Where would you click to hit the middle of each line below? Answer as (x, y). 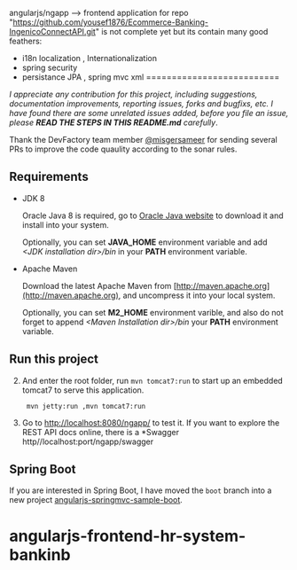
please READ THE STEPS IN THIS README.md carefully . (114, 122)
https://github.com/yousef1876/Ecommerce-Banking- (111, 22)
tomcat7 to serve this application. (83, 390)
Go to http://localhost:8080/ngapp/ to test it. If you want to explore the (151, 422)
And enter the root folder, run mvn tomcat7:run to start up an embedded (152, 380)
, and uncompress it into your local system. (197, 295)
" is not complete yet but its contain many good (182, 31)
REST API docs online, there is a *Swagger (101, 432)
